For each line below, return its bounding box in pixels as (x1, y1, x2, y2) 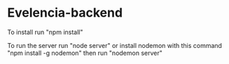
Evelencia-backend (7, 5, 123, 21)
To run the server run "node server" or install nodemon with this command (7, 41, 223, 49)
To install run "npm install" (7, 28, 83, 36)
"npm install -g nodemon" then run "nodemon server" (7, 49, 162, 57)
